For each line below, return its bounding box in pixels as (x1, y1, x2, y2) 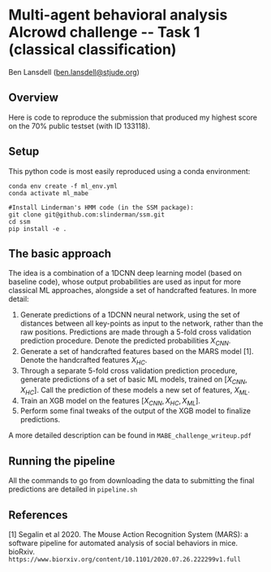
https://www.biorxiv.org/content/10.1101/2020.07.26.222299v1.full (8, 555, 242, 563)
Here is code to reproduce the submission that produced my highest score (8, 112, 258, 122)
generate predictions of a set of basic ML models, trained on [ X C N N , (19, 374, 247, 386)
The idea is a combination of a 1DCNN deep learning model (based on (8, 269, 242, 278)
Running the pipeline (8, 454, 115, 468)
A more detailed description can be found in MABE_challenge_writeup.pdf (8, 430, 252, 440)
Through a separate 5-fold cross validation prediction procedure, (19, 365, 238, 375)
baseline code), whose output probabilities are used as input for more (8, 277, 242, 286)
